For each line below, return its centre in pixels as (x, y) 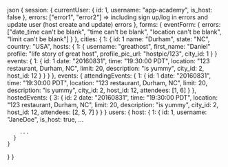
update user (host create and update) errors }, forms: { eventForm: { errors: (114, 24)
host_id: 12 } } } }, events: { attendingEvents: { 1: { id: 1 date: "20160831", (109, 76)
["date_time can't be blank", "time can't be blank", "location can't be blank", (114, 32)
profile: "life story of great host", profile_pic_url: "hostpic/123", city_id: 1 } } (112, 54)
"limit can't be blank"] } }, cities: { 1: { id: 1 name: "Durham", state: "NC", (108, 39)
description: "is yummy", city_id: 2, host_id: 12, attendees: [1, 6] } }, (102, 90)
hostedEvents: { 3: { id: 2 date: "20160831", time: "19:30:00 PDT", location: (113, 98)
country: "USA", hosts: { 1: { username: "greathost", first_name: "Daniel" (109, 46)
